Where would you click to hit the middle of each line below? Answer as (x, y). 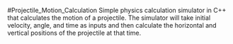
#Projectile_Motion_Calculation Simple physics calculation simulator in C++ (117, 10)
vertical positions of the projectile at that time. (74, 33)
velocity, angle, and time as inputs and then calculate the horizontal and (112, 25)
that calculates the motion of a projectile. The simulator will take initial (109, 18)
